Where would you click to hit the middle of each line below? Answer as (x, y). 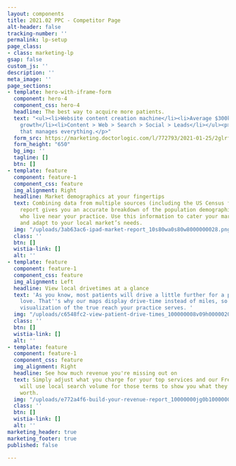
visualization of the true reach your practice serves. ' (106, 308)
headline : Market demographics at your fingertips (89, 197)
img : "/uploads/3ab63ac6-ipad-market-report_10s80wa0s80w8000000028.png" (124, 229)
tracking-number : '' (38, 33)
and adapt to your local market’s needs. (81, 223)
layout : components (36, 14)
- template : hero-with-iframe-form (59, 92)
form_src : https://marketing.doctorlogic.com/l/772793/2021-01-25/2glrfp (124, 138)
